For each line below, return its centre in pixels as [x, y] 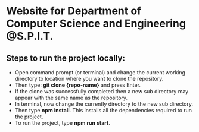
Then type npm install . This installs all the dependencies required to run [103, 110]
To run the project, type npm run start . [62, 123]
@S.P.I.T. [30, 36]
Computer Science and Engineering [96, 23]
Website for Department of [74, 11]
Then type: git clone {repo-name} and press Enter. [78, 85]
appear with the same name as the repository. [71, 98]
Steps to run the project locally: [66, 58]
